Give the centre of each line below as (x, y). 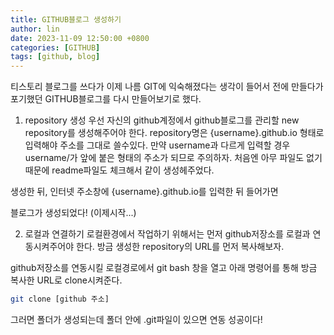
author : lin (35, 29)
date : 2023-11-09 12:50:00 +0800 (80, 38)
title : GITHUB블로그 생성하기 (66, 19)
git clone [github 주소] (60, 299)
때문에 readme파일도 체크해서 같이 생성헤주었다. (119, 170)
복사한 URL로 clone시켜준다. (66, 280)
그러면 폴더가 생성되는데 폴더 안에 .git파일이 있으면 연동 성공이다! (136, 319)
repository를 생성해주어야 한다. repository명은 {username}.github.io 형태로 (174, 133)
